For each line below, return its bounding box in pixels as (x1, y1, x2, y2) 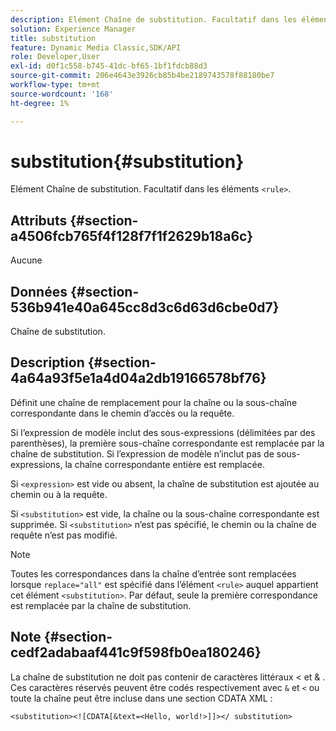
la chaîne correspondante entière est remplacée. (64, 458, 265, 470)
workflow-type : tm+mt (10, 80, 101, 90)
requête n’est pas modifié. (10, 529, 118, 541)
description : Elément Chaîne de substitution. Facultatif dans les (10, 14, 298, 25)
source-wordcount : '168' (10, 89, 114, 99)
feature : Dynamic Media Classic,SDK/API (10, 42, 182, 53)
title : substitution (10, 33, 97, 43)
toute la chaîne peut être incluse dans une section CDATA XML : (10, 692, 273, 704)
